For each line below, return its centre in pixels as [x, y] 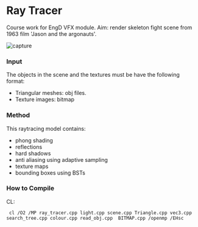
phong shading [34, 140]
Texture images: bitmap [45, 100]
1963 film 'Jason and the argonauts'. [51, 33]
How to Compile [30, 188]
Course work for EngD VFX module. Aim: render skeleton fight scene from [99, 27]
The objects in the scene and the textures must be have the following [93, 75]
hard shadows [33, 153]
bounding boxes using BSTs [50, 173]
